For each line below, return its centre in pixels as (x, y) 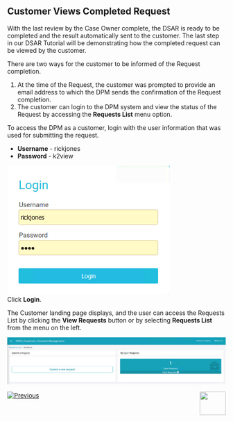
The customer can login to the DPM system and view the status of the (117, 106)
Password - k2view (45, 156)
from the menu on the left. (44, 327)
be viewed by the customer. (47, 50)
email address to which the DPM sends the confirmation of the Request (119, 92)
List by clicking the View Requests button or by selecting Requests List (110, 320)
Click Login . (24, 299)
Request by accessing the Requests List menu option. (95, 114)
